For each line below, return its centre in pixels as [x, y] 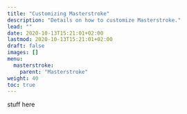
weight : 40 [23, 78]
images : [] [23, 53]
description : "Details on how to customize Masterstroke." [94, 20]
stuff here [21, 104]
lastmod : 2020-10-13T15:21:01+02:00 [60, 40]
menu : [15, 59]
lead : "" [20, 26]
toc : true [21, 85]
